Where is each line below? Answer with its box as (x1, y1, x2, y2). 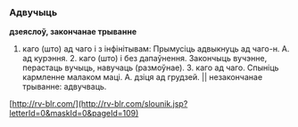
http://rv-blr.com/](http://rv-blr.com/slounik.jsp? (12, 99, 188, 109)
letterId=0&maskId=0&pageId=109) (9, 108, 139, 119)
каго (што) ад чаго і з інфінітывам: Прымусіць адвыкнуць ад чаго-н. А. (21, 44, 290, 54)
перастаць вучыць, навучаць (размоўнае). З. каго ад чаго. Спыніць (21, 62, 279, 73)
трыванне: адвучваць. (21, 82, 107, 92)
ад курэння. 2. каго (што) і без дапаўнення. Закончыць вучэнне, (21, 53, 268, 64)
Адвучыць (9, 6, 58, 19)
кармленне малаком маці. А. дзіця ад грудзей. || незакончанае (21, 72, 263, 83)
